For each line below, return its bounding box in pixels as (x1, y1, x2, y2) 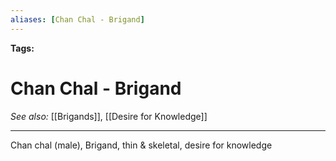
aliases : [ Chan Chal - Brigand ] (10, 14, 145, 25)
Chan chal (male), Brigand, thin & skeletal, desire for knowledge (10, 139, 273, 151)
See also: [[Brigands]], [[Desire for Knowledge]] (10, 110, 208, 122)
